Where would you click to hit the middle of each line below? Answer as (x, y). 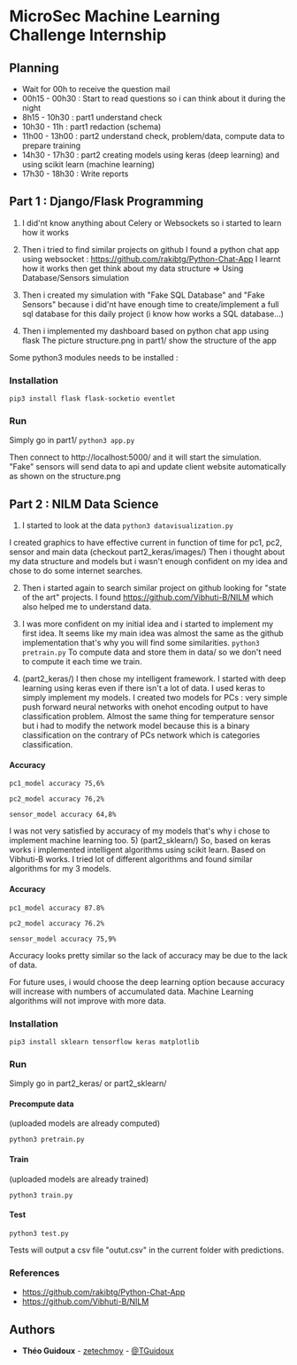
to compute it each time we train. (82, 662)
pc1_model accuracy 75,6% (57, 784)
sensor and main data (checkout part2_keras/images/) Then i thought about (147, 552)
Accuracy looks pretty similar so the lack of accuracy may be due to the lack (148, 955)
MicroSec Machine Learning (115, 16)
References (34, 1273)
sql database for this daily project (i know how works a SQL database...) (153, 314)
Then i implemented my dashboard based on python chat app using (145, 330)
